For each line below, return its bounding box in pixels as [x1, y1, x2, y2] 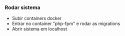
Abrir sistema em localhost [11, 26, 67, 32]
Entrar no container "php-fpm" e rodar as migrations [11, 20, 120, 26]
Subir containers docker [11, 15, 62, 21]
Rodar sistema [4, 4, 40, 11]
